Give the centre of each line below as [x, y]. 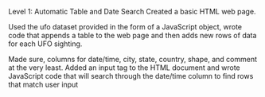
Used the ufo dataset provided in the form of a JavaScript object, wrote [125, 27]
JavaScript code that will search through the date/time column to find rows [131, 76]
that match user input [43, 84]
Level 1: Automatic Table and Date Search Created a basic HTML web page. [132, 12]
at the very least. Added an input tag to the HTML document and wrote [124, 68]
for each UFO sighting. [45, 44]
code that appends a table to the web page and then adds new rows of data [132, 35]
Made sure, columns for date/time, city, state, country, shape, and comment [132, 59]
